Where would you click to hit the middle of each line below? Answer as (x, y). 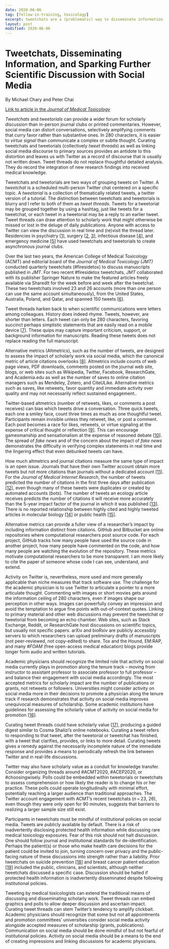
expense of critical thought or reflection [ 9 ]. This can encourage (72, 430)
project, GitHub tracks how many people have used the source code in (78, 540)
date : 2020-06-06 (23, 10)
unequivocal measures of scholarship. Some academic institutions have (80, 704)
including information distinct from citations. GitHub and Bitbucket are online (84, 530)
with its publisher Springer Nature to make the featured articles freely (77, 278)
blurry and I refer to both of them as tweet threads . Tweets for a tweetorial (82, 204)
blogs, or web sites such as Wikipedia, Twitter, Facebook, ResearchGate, (80, 372)
